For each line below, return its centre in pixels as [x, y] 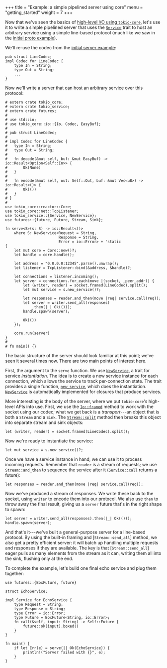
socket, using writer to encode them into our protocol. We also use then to [82, 499]
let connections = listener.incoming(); [56, 276]
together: [14, 573]
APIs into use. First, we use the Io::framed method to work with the [85, 406]
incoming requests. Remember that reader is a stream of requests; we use [81, 465]
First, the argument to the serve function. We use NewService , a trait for [78, 370]
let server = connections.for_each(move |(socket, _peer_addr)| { [84, 281]
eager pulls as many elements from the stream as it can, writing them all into [83, 553]
